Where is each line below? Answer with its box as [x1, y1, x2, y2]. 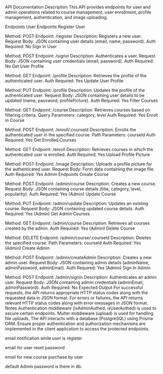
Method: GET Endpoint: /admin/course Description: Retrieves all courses [5, 221, 150, 226]
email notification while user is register [5, 335, 82, 341]
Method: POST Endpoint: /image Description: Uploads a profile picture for [5, 161, 152, 167]
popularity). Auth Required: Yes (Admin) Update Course [5, 191, 116, 197]
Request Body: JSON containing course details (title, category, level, [5, 186, 142, 191]
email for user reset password [5, 345, 65, 350]
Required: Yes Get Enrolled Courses [5, 137, 77, 143]
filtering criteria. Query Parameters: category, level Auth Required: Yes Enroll [5, 112, 158, 118]
